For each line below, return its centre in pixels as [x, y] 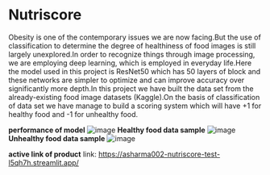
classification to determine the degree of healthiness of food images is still [132, 45]
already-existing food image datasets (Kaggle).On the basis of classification [134, 97]
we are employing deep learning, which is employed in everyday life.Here [130, 63]
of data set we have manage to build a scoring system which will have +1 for [135, 106]
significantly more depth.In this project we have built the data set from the [131, 88]
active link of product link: [52, 154]
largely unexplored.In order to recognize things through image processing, [132, 54]
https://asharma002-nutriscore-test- [159, 154]
